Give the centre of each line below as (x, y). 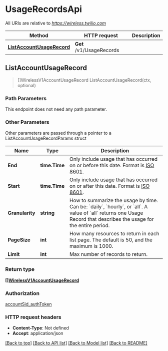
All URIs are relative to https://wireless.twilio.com (56, 23)
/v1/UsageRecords (97, 50)
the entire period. (89, 225)
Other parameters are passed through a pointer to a (58, 133)
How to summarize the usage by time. (114, 200)
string (47, 213)
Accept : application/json (38, 333)
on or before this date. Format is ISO (112, 165)
